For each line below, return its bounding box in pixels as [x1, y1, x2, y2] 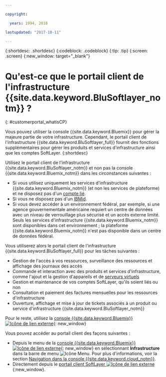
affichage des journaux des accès [12, 263, 82, 269]
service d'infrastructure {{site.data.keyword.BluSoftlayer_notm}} [12, 305, 145, 311]
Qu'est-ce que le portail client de [5, 70, 144, 82]
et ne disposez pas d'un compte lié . [12, 190, 86, 196]
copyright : [5, 11, 28, 16]
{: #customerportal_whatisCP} [5, 119, 67, 125]
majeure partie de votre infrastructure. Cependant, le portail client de [5, 134, 147, 140]
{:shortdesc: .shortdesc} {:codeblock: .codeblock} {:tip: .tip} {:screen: [5, 48, 149, 54]
